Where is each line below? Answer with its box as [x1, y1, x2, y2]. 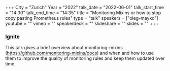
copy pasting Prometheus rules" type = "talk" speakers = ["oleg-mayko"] [5, 15, 158, 21]
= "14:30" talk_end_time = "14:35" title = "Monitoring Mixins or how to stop [5, 10, 161, 16]
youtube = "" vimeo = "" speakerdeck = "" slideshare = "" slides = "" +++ [5, 20, 159, 26]
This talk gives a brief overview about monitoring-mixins [5, 45, 123, 51]
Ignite [5, 33, 20, 40]
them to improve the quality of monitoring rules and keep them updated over [5, 55, 165, 61]
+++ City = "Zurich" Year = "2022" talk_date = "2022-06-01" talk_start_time [5, 5, 164, 10]
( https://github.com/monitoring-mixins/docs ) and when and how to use [5, 50, 154, 56]
